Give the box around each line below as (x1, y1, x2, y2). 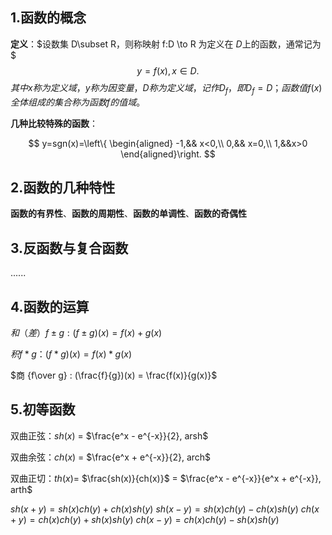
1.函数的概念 (10, 9, 87, 27)
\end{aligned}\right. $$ (120, 148, 216, 160)
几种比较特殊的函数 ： (10, 117, 98, 129)
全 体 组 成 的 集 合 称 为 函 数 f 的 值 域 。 (10, 96, 146, 108)
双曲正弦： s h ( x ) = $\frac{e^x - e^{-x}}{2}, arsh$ (10, 429, 209, 442)
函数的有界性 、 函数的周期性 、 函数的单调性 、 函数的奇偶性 (10, 208, 247, 220)
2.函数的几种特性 (10, 179, 116, 196)
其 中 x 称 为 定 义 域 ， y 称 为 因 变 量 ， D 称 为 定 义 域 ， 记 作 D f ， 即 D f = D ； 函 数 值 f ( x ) (10, 81, 323, 96)
